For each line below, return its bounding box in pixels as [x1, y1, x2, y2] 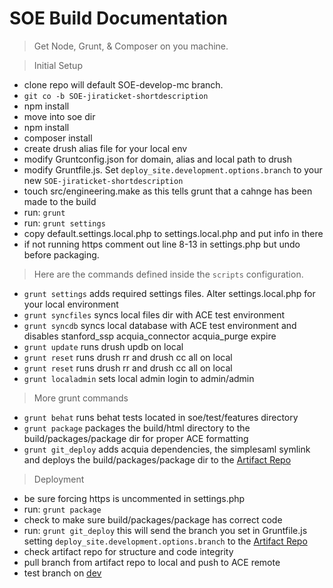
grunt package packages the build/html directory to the [23, 422, 251, 434]
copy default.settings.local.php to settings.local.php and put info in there [23, 227, 324, 239]
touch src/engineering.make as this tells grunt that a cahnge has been [23, 185, 313, 197]
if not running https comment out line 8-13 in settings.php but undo [23, 238, 301, 250]
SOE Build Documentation [9, 7, 229, 30]
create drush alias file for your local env [23, 142, 188, 154]
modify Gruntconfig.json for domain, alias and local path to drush [23, 153, 292, 165]
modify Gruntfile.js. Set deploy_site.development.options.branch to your [23, 163, 323, 176]
